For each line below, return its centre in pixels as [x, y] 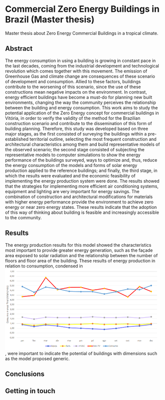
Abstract [19, 49]
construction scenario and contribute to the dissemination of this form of [79, 123]
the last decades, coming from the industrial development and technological [82, 66]
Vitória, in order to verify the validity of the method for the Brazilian [73, 118]
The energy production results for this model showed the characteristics [78, 245]
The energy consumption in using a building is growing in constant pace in [81, 61]
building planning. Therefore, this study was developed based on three [77, 129]
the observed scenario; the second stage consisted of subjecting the [75, 149]
